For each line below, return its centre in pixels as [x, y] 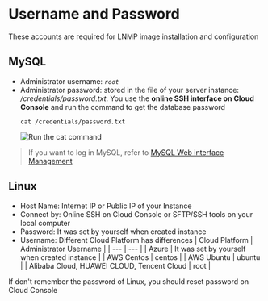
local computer [45, 223]
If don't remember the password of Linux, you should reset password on [128, 281]
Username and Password [94, 14]
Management [50, 161]
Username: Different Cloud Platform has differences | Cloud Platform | [136, 240]
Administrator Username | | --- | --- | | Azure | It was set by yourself [133, 249]
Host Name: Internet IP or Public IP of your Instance [106, 206]
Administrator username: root [69, 81]
